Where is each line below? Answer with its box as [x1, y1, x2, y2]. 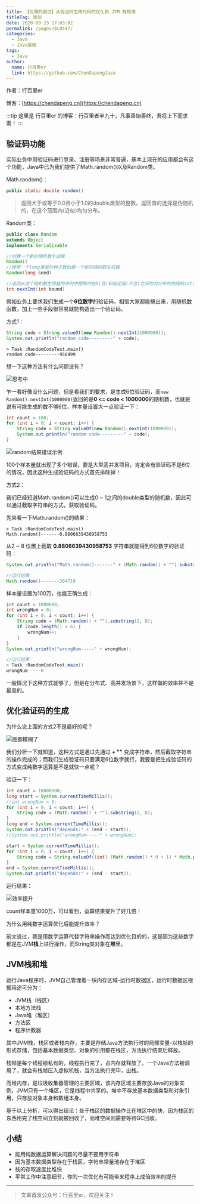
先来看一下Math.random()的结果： [6, 514, 90, 521]
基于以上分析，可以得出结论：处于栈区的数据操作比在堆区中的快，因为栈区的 [6, 1107, 194, 1114]
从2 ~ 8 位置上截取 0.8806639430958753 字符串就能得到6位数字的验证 [6, 542, 185, 549]
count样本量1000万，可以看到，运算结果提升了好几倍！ [6, 907, 142, 915]
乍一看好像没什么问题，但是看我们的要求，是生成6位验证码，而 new [6, 388, 169, 395]
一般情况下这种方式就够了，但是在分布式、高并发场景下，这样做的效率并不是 [6, 680, 194, 687]
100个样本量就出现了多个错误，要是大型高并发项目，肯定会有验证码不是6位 [6, 461, 190, 468]
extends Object [6, 237, 44, 243]
